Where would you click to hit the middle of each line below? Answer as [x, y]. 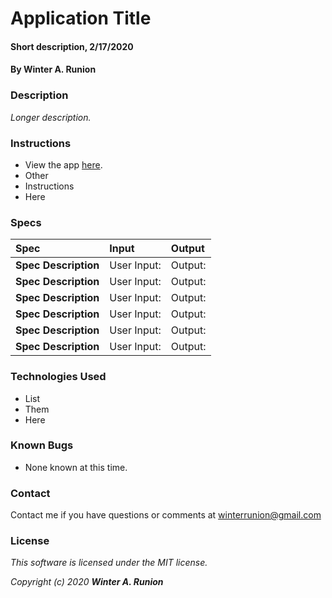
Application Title [81, 18]
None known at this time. [76, 467]
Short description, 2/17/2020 [72, 46]
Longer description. [51, 117]
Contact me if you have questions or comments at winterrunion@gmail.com [166, 515]
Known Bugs [42, 445]
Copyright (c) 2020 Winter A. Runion [87, 582]
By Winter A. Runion [53, 69]
